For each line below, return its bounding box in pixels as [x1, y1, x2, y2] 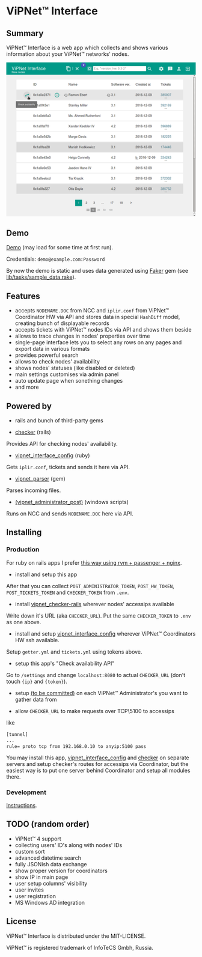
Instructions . [6, 801, 37, 809]
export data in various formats [14, 345, 90, 353]
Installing [6, 527, 42, 538]
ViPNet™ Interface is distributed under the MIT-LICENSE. [6, 932, 146, 940]
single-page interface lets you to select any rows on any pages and [14, 339, 182, 346]
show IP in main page [14, 873, 69, 881]
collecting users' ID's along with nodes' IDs [14, 841, 123, 848]
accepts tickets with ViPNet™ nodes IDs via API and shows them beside [14, 326, 192, 333]
